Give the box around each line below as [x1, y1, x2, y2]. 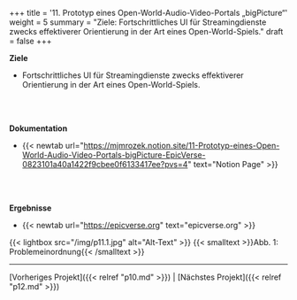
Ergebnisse [9, 203, 52, 213]
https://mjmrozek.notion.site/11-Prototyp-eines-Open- [83, 141, 280, 150]
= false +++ [9, 35, 52, 46]
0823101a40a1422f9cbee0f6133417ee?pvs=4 [21, 159, 188, 169]
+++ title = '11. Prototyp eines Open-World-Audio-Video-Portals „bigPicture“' [9, 8, 288, 18]
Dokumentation [9, 123, 68, 134]
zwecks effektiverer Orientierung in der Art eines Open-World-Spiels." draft [9, 27, 284, 36]
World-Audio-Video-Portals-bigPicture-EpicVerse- [21, 150, 206, 160]
